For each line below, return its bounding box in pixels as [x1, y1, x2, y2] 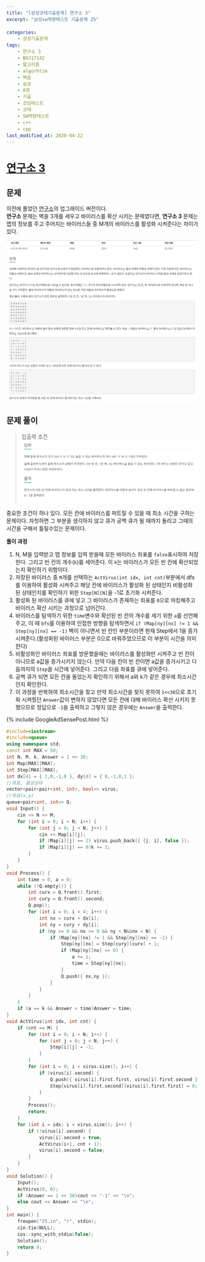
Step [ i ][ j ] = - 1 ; [49, 1044, 95, 1050]
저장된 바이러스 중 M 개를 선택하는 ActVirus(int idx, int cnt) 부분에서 [15, 574, 185, 581]
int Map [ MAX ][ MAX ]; [6, 760, 56, 767]
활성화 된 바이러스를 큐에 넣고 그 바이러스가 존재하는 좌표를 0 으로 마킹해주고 [15, 596, 196, 603]
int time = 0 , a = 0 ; [17, 876, 72, 883]
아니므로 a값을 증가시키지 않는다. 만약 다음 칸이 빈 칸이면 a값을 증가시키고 [15, 657, 191, 665]
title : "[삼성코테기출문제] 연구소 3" [6, 10, 91, 16]
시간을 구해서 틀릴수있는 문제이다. [6, 525, 87, 532]
